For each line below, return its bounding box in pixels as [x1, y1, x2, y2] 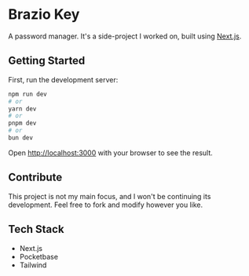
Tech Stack [8, 223, 64, 236]
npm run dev [8, 90, 47, 98]
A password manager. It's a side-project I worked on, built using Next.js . [8, 31, 242, 41]
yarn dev [8, 104, 37, 113]
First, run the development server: [8, 74, 119, 84]
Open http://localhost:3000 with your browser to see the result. [8, 147, 214, 158]
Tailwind [19, 260, 47, 270]
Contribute [8, 171, 63, 184]
